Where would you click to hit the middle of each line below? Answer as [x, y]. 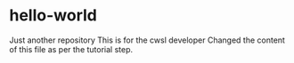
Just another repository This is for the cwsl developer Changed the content [147, 40]
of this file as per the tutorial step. [71, 49]
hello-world [53, 16]
